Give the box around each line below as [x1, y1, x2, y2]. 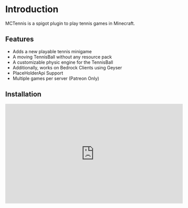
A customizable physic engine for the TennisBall [12, 59, 113, 65]
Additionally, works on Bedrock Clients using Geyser [12, 64, 123, 70]
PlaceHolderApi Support [12, 70, 63, 76]
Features [5, 35, 34, 44]
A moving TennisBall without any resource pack [12, 54, 112, 60]
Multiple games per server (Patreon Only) [12, 75, 100, 81]
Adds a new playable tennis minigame [12, 48, 92, 54]
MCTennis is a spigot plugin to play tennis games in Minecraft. [5, 20, 135, 26]
